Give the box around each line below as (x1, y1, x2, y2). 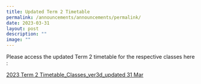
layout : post (6, 25, 39, 32)
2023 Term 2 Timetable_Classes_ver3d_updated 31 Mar (6, 71, 144, 78)
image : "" (6, 37, 31, 43)
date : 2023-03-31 (6, 20, 50, 26)
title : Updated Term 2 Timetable (6, 8, 90, 15)
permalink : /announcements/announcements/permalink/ (6, 14, 141, 20)
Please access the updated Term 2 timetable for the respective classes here (6, 53, 195, 60)
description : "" (6, 31, 47, 37)
